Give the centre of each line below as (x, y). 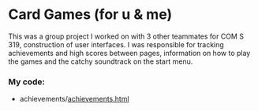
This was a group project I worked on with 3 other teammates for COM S (126, 36)
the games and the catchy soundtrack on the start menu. (101, 61)
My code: (27, 82)
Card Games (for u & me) (90, 15)
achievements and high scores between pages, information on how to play (129, 53)
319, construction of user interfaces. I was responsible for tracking (116, 44)
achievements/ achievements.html (74, 99)
